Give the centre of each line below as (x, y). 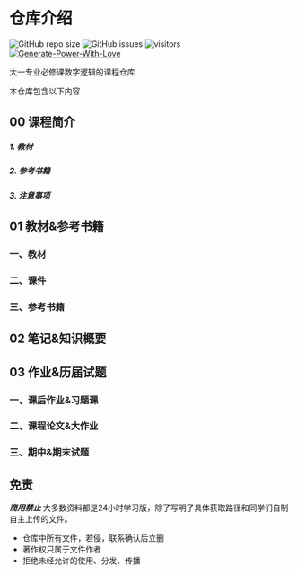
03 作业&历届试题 (58, 372)
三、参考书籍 (37, 306)
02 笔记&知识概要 (58, 339)
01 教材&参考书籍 (57, 227)
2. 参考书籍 (30, 171)
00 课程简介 (43, 122)
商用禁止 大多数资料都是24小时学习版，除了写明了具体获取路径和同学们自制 (149, 508)
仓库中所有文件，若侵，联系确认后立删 (93, 538)
